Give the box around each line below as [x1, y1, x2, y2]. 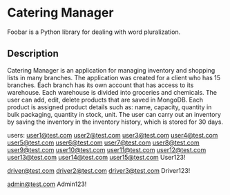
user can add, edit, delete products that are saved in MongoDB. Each [7, 95, 204, 104]
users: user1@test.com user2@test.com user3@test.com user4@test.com [7, 131, 218, 139]
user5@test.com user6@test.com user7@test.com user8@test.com [7, 138, 200, 147]
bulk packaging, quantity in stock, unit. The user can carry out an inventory [7, 110, 221, 118]
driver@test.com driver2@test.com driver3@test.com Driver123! [7, 166, 191, 174]
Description [7, 48, 59, 59]
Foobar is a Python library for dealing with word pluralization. [7, 28, 181, 36]
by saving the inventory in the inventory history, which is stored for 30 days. [7, 118, 223, 126]
